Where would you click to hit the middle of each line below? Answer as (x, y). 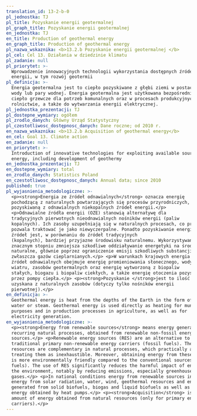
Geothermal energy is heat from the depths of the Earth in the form (98, 300)
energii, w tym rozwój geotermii (52, 77)
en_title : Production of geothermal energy (60, 39)
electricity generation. (42, 316)
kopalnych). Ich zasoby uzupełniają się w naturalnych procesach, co (98, 224)
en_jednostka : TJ (27, 33)
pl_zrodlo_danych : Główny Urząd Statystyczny (62, 121)
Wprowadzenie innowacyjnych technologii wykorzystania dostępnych (94, 71)
